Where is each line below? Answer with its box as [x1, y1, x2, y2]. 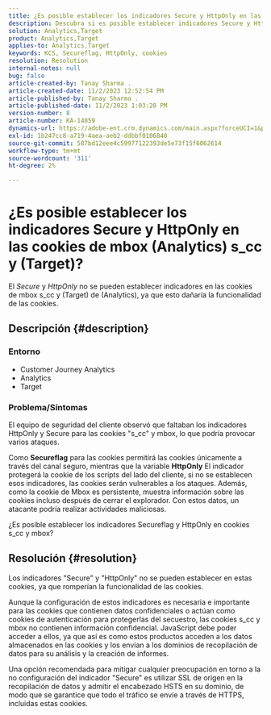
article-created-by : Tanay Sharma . [8, 79, 131, 87]
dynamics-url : [8, 124, 56, 132]
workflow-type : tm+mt [8, 147, 81, 155]
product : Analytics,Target [8, 34, 99, 43]
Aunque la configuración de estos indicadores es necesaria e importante [8, 597, 250, 607]
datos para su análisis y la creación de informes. [8, 648, 169, 658]
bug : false [8, 72, 45, 80]
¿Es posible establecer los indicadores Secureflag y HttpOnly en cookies [8, 520, 250, 530]
